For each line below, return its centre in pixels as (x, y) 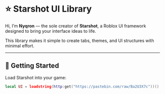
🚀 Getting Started (32, 66)
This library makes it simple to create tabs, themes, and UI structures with (80, 40)
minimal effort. (20, 46)
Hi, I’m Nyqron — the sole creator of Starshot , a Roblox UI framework (76, 26)
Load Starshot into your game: (36, 77)
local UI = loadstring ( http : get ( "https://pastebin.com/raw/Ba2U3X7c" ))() (82, 86)
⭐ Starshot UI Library (48, 9)
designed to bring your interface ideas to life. (51, 31)
